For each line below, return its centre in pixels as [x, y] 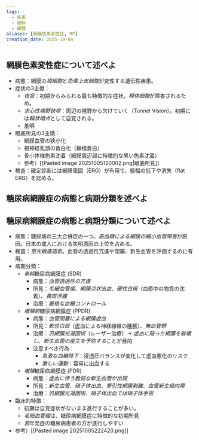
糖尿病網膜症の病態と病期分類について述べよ [89, 221]
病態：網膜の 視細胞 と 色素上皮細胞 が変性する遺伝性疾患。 [85, 81]
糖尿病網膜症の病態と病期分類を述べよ [77, 199]
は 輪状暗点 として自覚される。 [60, 118]
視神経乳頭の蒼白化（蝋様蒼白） [63, 148]
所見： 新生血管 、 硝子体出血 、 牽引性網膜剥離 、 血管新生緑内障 [109, 386]
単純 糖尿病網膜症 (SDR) [53, 274]
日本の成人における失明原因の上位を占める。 [80, 244]
